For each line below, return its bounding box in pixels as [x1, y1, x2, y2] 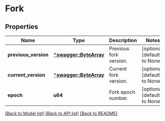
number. [109, 95, 129, 101]
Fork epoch [109, 89, 136, 96]
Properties [5, 23, 38, 31]
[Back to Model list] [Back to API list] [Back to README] [5, 111, 118, 116]
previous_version [7, 51, 49, 58]
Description [109, 37, 137, 44]
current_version [7, 72, 46, 78]
